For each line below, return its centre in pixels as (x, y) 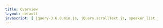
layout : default (21, 14)
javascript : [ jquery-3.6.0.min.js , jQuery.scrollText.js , (66, 18)
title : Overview (21, 9)
